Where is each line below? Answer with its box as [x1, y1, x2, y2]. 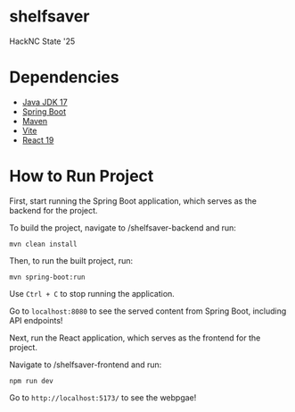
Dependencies [9, 67, 119, 88]
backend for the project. [9, 205, 98, 215]
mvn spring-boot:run [9, 273, 86, 282]
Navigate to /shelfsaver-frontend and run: [9, 359, 162, 370]
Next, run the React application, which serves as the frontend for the [9, 332, 261, 343]
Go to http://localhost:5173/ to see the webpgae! [9, 391, 197, 403]
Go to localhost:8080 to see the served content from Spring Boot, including [9, 306, 287, 316]
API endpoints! [9, 315, 63, 325]
